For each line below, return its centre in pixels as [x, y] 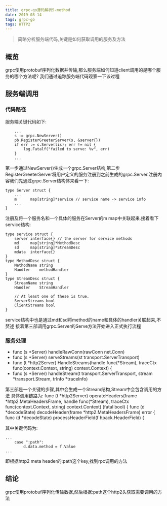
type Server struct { [28, 190]
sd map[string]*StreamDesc [47, 247]
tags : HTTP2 [18, 24]
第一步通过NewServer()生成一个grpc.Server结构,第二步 [63, 168]
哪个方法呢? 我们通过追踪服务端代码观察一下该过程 [67, 76]
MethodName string [34, 265]
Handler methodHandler [42, 270]
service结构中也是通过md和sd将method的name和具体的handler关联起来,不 [83, 320]
